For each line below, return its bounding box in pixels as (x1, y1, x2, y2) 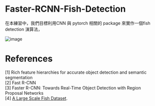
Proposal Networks (5, 90, 44, 96)
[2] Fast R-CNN (5, 80, 37, 85)
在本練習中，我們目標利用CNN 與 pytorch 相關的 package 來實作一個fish (5, 20, 151, 26)
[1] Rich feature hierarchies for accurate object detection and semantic (5, 69, 147, 75)
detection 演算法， (5, 26, 42, 32)
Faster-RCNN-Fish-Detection (5, 3, 126, 15)
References (5, 53, 53, 64)
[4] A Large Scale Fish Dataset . (5, 95, 68, 101)
